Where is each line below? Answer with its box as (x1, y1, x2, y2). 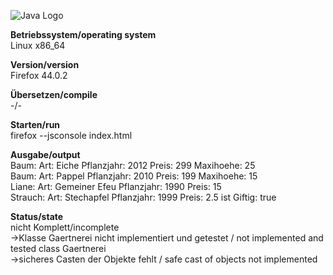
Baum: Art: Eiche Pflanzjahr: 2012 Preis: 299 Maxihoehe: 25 (10, 160, 256, 171)
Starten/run (10, 119, 61, 130)
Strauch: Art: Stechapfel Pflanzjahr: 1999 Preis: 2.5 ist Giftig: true (10, 191, 277, 203)
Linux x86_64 (10, 40, 66, 51)
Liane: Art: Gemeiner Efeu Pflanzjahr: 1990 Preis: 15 (10, 181, 222, 192)
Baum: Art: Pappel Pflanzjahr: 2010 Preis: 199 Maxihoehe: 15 (10, 170, 258, 182)
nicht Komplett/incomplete (10, 221, 120, 233)
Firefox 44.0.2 (10, 70, 68, 81)
